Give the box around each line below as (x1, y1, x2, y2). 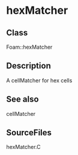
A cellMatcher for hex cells (6, 76, 73, 84)
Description (6, 61, 51, 71)
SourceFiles (6, 127, 52, 138)
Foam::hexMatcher (6, 43, 53, 50)
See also (6, 94, 39, 105)
